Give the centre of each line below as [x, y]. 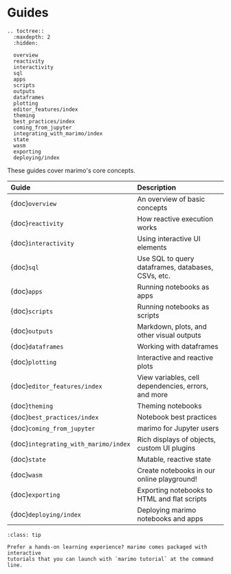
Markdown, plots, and [172, 327]
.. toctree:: [26, 31]
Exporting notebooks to [175, 490]
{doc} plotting [34, 362]
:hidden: [26, 43]
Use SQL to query [166, 258]
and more [153, 394]
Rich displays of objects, [177, 439]
